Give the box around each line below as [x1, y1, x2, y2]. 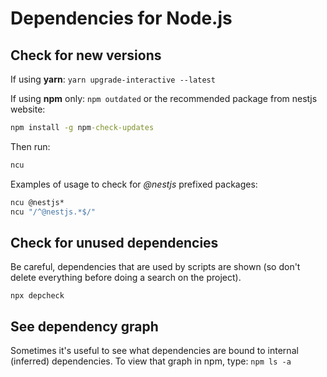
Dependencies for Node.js [10, 7, 233, 30]
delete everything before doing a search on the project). [10, 272, 242, 284]
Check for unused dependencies [10, 234, 219, 251]
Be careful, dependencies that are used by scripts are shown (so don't [10, 261, 301, 273]
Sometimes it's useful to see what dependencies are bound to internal [10, 345, 299, 357]
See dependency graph [10, 318, 159, 335]
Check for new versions [10, 47, 162, 64]
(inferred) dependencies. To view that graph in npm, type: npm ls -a [10, 355, 292, 367]
